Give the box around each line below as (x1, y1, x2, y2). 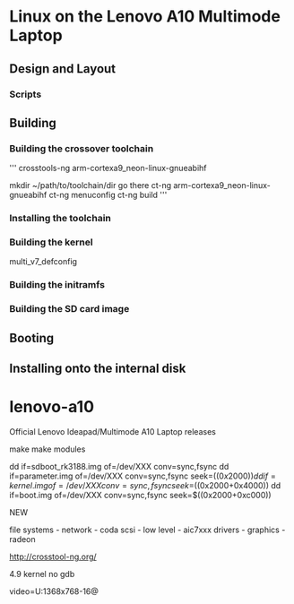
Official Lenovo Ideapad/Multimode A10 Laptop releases (9, 426, 217, 436)
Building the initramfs (9, 279, 106, 291)
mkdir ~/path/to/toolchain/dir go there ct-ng (9, 180, 172, 191)
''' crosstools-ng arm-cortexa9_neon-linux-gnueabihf (9, 163, 207, 174)
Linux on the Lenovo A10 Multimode (9, 6, 281, 27)
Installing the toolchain (9, 212, 112, 225)
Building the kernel (9, 236, 93, 248)
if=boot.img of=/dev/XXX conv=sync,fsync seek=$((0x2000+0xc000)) (9, 489, 272, 500)
